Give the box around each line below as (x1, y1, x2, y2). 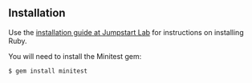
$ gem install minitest (8, 67, 88, 75)
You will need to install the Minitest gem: (8, 51, 142, 61)
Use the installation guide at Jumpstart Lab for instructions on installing (8, 27, 244, 37)
